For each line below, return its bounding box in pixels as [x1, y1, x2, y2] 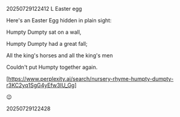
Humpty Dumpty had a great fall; [6, 40, 88, 47]
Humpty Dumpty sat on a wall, [6, 28, 82, 36]
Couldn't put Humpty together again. [6, 63, 98, 71]
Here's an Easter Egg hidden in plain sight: [6, 17, 112, 24]
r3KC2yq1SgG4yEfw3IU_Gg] [6, 81, 77, 89]
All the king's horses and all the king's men [6, 52, 113, 59]
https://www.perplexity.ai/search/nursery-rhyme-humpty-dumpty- [8, 75, 174, 82]
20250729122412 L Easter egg [6, 5, 83, 12]
